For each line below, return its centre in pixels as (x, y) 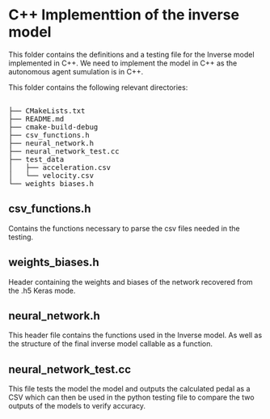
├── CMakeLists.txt (47, 110)
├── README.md (36, 119)
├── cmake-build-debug (53, 127)
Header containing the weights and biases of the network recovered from (131, 281)
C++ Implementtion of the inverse (124, 15)
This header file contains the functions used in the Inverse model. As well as (135, 335)
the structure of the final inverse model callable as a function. (110, 344)
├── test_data (36, 159)
